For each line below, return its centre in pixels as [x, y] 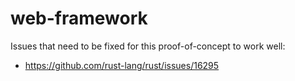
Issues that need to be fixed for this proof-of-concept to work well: [148, 46]
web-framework [79, 18]
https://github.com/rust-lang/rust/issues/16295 [122, 65]
